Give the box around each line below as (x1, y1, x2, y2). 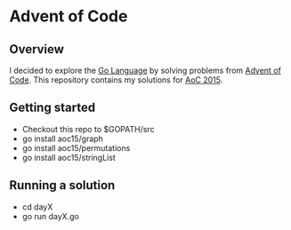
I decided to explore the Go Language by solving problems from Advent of (9, 65, 282, 75)
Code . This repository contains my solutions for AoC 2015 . (9, 75, 223, 85)
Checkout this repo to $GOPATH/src (21, 123, 155, 134)
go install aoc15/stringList (21, 152, 116, 163)
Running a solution (9, 178, 116, 193)
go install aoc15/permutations (21, 142, 131, 153)
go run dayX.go (21, 210, 80, 221)
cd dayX (21, 202, 53, 212)
